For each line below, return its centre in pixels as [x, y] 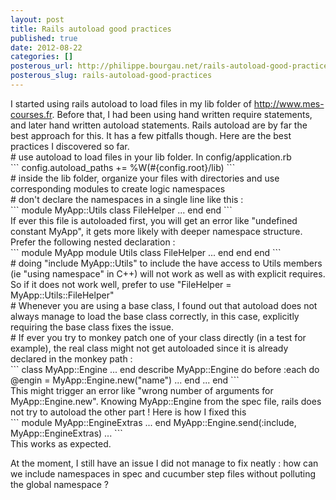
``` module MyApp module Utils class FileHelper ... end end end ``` [146, 252]
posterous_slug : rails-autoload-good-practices [111, 76]
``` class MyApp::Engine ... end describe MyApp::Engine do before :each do [165, 369]
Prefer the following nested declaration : [93, 242]
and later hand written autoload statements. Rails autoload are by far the [159, 125]
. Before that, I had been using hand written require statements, [182, 114]
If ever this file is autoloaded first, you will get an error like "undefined [154, 220]
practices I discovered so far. [70, 146]
